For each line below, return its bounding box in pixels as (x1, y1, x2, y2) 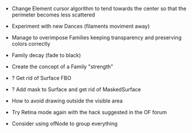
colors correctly (11, 41, 51, 47)
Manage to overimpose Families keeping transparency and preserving (11, 34, 181, 41)
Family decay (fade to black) (11, 52, 81, 58)
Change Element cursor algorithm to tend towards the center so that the (11, 5, 187, 12)
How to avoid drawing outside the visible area (11, 97, 123, 104)
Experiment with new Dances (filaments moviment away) (11, 23, 150, 29)
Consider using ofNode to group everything (11, 120, 118, 127)
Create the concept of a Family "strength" (11, 63, 114, 70)
